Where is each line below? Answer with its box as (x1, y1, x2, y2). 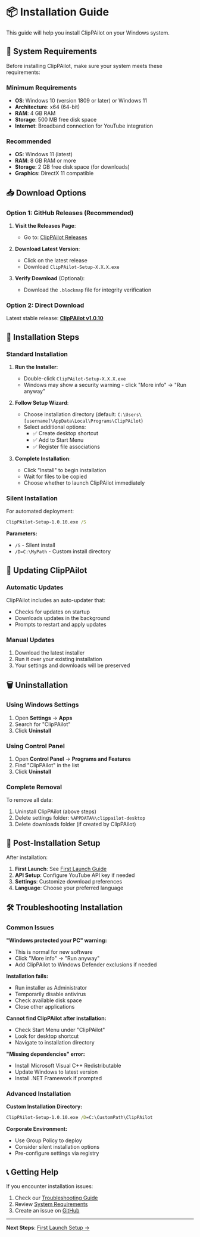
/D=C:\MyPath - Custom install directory (14, 548, 111, 555)
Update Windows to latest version (14, 1068, 98, 1075)
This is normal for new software (14, 948, 93, 955)
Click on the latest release (23, 257, 87, 264)
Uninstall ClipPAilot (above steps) (14, 808, 97, 815)
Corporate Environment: (6, 1126, 67, 1133)
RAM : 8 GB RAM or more (14, 157, 76, 165)
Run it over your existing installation (14, 656, 102, 663)
